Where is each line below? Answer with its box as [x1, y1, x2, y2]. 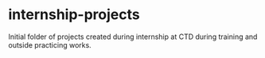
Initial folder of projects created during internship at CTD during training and [8, 32, 258, 41]
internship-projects [8, 6, 141, 24]
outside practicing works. [8, 40, 92, 49]
